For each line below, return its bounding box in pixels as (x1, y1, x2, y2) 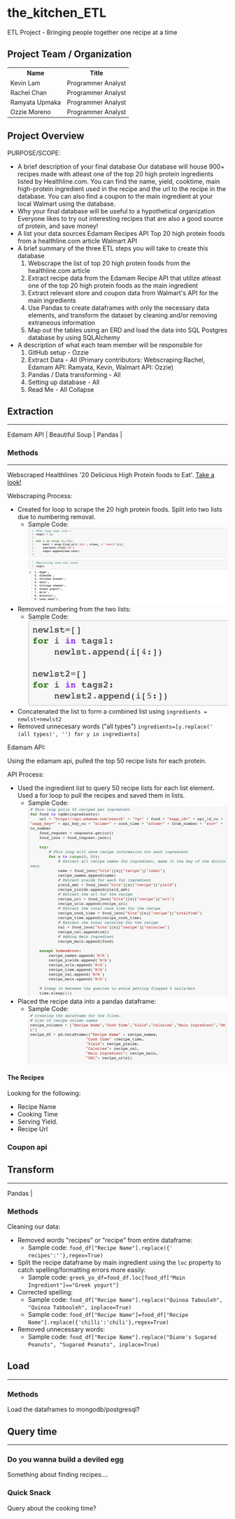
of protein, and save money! (17, 222, 99, 230)
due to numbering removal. (17, 512, 96, 521)
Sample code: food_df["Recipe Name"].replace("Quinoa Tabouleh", (27, 1296, 223, 1304)
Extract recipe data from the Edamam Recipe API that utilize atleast (27, 274, 222, 282)
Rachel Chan (10, 88, 48, 97)
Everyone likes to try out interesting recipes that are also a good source (17, 214, 224, 222)
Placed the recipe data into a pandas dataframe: (17, 997, 157, 1005)
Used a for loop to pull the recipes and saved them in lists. (17, 791, 185, 800)
